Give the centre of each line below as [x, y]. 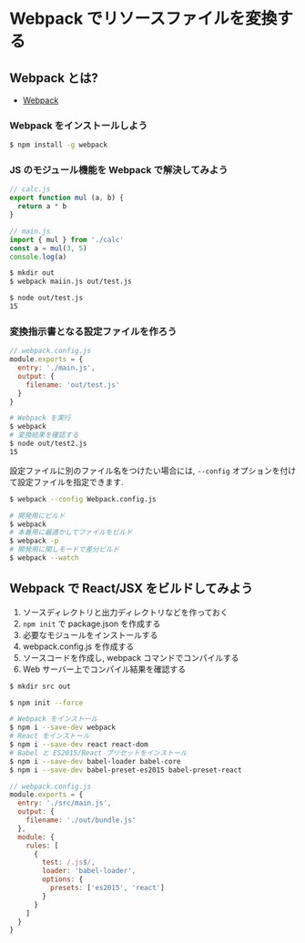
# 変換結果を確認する [44, 435]
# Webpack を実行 [40, 418]
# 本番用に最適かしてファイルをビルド [71, 532]
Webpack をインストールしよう [79, 126]
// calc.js [30, 189]
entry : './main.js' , [56, 368]
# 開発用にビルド [37, 515]
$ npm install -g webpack [58, 145]
